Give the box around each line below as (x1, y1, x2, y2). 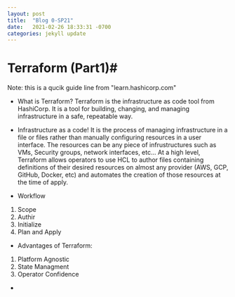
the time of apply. (17, 178, 69, 187)
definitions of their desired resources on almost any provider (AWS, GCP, (17, 163, 229, 172)
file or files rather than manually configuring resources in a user (17, 133, 202, 141)
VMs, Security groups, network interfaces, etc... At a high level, (17, 148, 201, 157)
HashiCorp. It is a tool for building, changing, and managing (17, 105, 190, 113)
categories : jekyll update (7, 30, 86, 37)
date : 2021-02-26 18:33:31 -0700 (7, 23, 112, 30)
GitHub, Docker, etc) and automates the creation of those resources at (17, 170, 221, 179)
